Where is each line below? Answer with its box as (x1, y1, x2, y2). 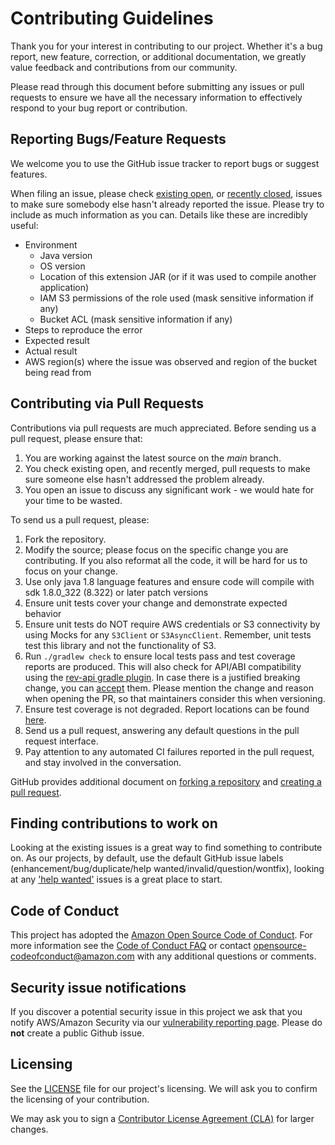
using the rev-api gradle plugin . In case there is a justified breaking (24, 671, 301, 683)
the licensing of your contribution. (10, 1093, 150, 1105)
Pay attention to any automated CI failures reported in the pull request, (24, 745, 315, 757)
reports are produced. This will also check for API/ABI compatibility (24, 660, 302, 672)
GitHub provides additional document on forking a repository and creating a (10, 775, 322, 787)
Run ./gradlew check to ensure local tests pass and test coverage (24, 650, 296, 662)
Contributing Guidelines (10, 7, 214, 30)
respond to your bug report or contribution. (10, 102, 188, 114)
